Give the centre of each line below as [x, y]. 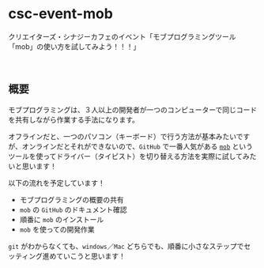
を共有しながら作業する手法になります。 [74, 119]
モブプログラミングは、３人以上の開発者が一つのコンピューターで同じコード [133, 109]
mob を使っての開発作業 [57, 229]
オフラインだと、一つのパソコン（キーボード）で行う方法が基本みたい [123, 136]
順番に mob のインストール [62, 219]
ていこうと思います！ [91, 256]
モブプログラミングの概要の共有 [72, 199]
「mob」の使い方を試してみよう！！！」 [74, 46]
